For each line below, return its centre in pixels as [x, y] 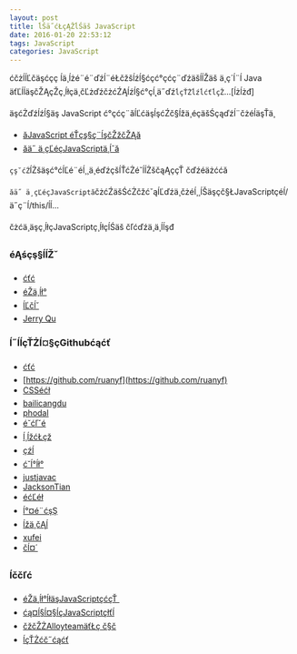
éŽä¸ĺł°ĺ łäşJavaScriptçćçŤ [70, 599]
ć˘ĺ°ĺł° [33, 464]
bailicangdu [45, 403]
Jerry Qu [39, 318]
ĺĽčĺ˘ [30, 306]
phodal [35, 413]
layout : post [34, 18]
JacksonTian [46, 487]
